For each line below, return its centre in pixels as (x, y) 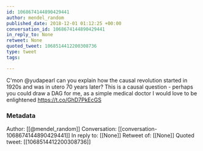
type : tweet (21, 52)
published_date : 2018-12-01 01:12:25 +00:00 (64, 23)
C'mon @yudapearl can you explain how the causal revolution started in (97, 80)
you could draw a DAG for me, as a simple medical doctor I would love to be (102, 93)
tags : (13, 57)
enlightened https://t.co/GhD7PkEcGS (54, 100)
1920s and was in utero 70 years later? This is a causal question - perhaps (100, 87)
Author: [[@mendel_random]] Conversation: (62, 128)
